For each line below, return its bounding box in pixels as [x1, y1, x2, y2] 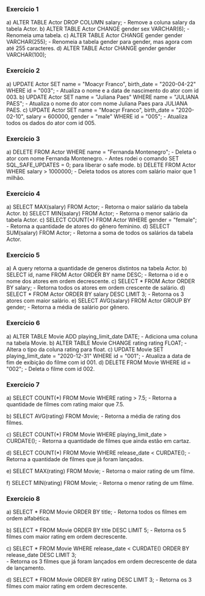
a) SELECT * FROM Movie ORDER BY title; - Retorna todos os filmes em [6, 508, 187, 515]
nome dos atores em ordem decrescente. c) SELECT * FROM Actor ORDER [6, 278, 195, 285]
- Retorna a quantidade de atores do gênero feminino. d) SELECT [6, 223, 170, 230]
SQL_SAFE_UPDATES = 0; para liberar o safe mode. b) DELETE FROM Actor [6, 161, 196, 168]
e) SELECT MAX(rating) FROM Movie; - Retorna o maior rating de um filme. [6, 467, 195, 475]
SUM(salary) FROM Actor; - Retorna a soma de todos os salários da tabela [6, 229, 193, 237]
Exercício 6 [6, 319, 40, 328]
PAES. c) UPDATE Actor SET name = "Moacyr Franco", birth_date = [6, 106, 175, 113]
